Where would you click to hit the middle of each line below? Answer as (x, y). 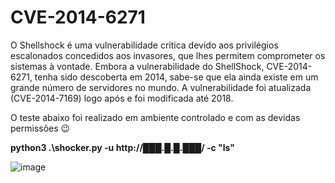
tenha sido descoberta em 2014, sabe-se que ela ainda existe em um (176, 77)
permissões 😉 (40, 128)
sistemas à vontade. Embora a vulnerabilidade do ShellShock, (137, 66)
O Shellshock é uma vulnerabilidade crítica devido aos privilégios (144, 45)
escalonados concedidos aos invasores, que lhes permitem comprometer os (168, 55)
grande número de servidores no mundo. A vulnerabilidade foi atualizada (161, 87)
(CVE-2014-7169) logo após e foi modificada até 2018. (122, 98)
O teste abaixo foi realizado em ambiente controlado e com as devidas (155, 117)
